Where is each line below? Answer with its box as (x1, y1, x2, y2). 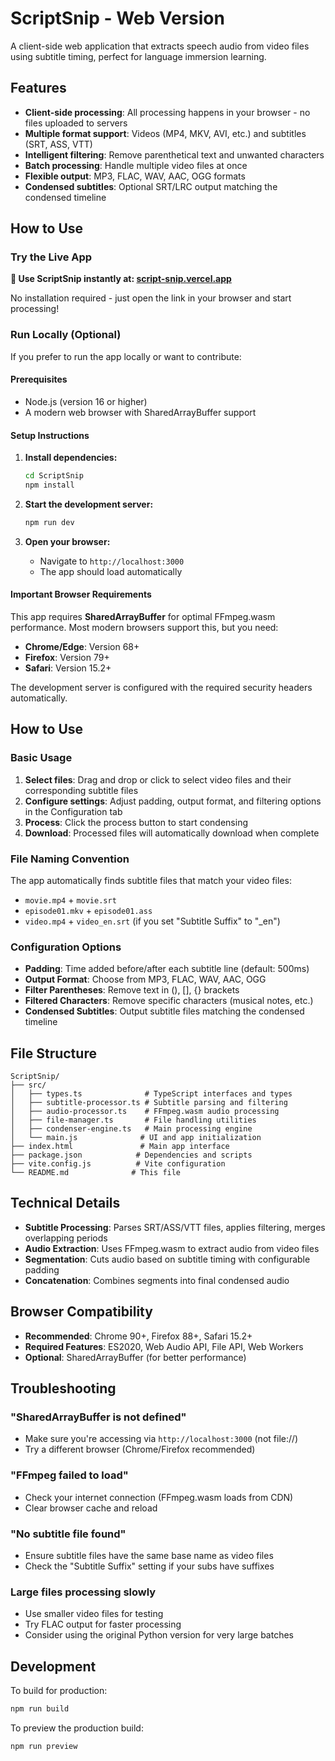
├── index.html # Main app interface (10, 1142, 230, 1152)
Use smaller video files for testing (24, 1608, 164, 1620)
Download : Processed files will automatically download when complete (24, 827, 320, 839)
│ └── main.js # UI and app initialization (10, 1133, 262, 1143)
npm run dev (24, 517, 75, 527)
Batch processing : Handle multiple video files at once (24, 159, 248, 171)
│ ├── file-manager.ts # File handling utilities (10, 1115, 257, 1126)
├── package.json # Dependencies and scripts (10, 1150, 253, 1161)
